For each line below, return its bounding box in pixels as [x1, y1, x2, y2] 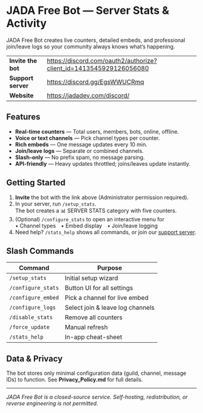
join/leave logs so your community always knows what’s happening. [6, 43, 175, 50]
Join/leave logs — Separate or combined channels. [14, 147, 144, 154]
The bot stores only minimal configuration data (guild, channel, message [6, 369, 187, 377]
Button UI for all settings [64, 284, 134, 292]
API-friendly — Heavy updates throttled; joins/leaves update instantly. [14, 160, 191, 167]
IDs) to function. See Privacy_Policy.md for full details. [6, 376, 143, 383]
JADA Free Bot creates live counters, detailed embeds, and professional [6, 36, 185, 44]
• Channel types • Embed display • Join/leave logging [14, 222, 158, 229]
